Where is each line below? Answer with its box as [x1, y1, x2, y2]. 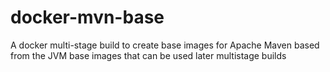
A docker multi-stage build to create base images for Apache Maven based [10, 39, 320, 51]
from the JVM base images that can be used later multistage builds [10, 49, 287, 61]
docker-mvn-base [10, 6, 165, 29]
